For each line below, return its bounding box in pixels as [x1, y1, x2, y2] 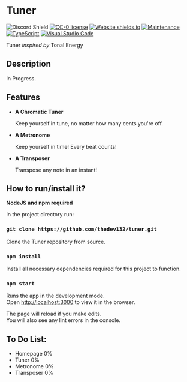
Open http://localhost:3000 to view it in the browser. [6, 299, 135, 306]
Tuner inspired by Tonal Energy [6, 41, 83, 49]
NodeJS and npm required [6, 199, 73, 207]
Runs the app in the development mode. [6, 292, 105, 300]
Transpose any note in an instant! [14, 166, 98, 173]
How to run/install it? [6, 184, 86, 194]
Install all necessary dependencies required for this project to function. [6, 265, 181, 272]
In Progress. [6, 74, 36, 82]
